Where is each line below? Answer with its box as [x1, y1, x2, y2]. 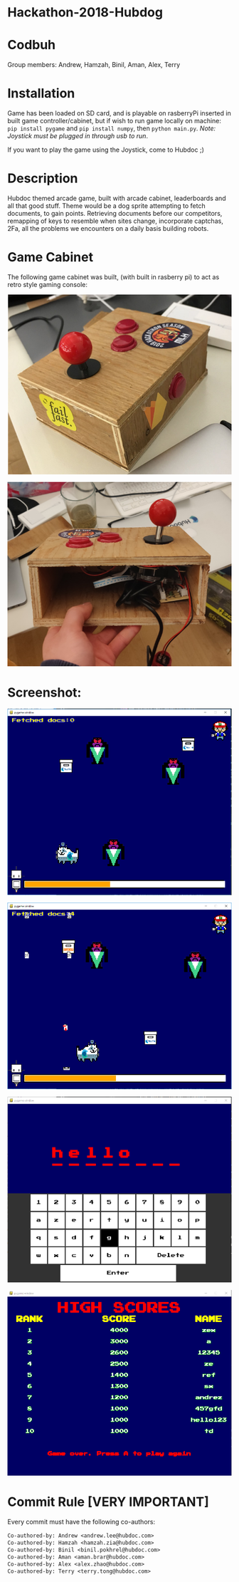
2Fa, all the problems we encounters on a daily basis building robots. [7, 224, 209, 232]
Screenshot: [7, 685, 82, 701]
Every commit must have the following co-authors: [7, 1517, 155, 1526]
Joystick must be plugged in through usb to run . [7, 132, 148, 140]
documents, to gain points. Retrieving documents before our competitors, [7, 209, 223, 217]
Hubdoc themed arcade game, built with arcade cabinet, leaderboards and [7, 194, 226, 202]
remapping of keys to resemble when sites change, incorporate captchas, [7, 217, 224, 225]
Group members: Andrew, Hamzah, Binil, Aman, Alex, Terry [7, 61, 181, 69]
